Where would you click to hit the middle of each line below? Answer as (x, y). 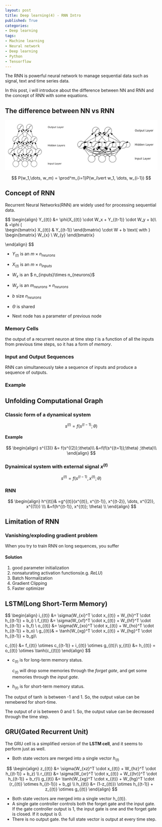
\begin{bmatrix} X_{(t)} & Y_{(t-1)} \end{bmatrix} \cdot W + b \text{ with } (78, 230)
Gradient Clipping (29, 583)
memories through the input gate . (45, 677)
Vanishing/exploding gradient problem (51, 535)
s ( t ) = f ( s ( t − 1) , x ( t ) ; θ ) (81, 478)
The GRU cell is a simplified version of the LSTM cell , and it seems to (74, 744)
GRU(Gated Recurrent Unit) (47, 732)
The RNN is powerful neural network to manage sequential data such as (77, 76)
